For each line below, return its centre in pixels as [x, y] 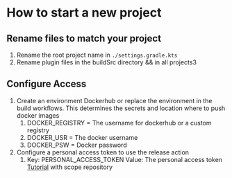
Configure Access [47, 84]
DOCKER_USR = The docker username [82, 137]
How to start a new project [84, 13]
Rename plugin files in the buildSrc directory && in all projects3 [107, 62]
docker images [38, 115]
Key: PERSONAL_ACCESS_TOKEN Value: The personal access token [125, 159]
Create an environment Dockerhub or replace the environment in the [114, 100]
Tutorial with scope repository [69, 167]
